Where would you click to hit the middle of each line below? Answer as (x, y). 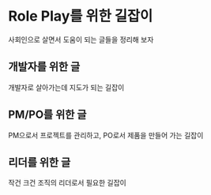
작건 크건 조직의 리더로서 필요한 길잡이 (67, 183)
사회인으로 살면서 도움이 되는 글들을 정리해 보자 (81, 39)
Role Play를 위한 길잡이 (81, 16)
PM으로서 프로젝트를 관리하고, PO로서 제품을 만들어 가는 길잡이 (106, 135)
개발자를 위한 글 (44, 67)
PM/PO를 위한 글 (47, 115)
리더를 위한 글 (40, 162)
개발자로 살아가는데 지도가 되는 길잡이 (66, 87)
